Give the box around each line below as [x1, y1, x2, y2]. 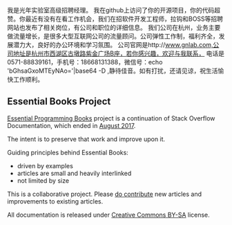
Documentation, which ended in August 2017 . [7, 121, 136, 129]
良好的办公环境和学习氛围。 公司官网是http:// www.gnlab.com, [37, 41, 213, 48]
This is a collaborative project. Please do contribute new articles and [7, 190, 202, 198]
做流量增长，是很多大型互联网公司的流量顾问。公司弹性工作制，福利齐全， [7, 32, 219, 40]
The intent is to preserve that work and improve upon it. [7, 134, 166, 143]
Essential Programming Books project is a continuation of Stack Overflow [7, 114, 215, 123]
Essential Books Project [7, 96, 111, 107]
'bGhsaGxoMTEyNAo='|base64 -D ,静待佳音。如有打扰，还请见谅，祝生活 [7, 66, 218, 75]
